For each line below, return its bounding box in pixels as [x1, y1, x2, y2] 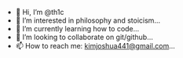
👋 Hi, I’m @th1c [15, 8, 64, 16]
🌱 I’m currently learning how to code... [15, 24, 140, 33]
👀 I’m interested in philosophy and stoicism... [15, 16, 161, 25]
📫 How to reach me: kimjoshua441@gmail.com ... [15, 42, 175, 50]
